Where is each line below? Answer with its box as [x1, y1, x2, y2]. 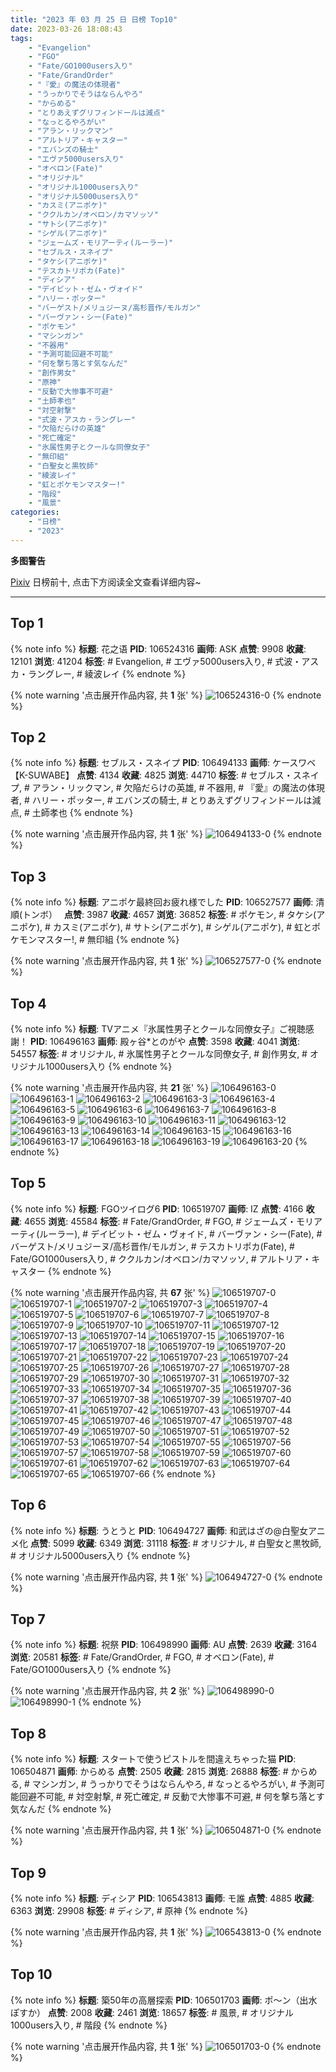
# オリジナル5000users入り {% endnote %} [10, 1549, 191, 1561]
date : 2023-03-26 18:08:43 [10, 24, 123, 34]
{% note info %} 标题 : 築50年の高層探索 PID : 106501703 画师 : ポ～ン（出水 [10, 1994, 318, 2006]
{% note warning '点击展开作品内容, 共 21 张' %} [10, 1082, 209, 1093]
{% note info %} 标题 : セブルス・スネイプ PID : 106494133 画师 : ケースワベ [10, 757, 317, 769]
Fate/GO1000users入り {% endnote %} [10, 1664, 172, 1676]
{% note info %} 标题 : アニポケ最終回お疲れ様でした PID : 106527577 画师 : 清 [10, 896, 325, 908]
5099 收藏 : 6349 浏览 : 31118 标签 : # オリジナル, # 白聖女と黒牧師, [52, 1537, 322, 1549]
